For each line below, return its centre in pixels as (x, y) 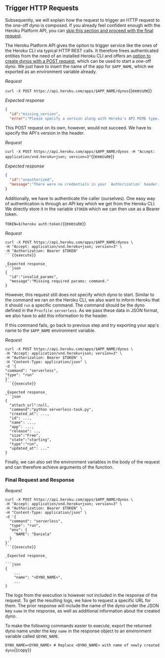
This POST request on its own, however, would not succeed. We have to (78, 128)
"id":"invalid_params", (34, 277)
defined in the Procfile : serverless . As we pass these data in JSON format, (82, 310)
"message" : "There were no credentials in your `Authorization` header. (85, 185)
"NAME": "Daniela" (33, 534)
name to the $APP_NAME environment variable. (50, 330)
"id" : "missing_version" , (35, 114)
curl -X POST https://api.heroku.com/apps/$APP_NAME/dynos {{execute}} (79, 90)
